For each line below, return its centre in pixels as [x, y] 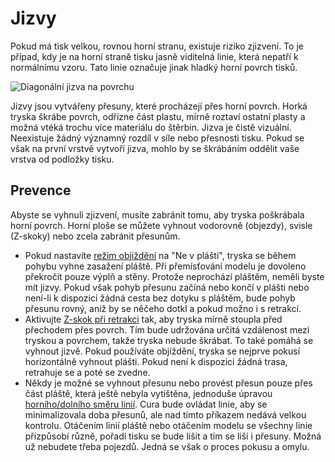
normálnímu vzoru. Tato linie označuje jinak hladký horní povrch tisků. [154, 67]
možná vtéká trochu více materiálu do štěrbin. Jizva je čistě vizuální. [151, 127]
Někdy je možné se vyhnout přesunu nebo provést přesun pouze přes [168, 383]
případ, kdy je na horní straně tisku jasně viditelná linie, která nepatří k [154, 56]
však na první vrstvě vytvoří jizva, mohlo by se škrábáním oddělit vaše [155, 148]
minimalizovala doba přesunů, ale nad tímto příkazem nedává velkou [165, 414]
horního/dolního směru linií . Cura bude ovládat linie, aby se [146, 404]
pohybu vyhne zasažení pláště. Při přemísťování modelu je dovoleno [165, 266]
